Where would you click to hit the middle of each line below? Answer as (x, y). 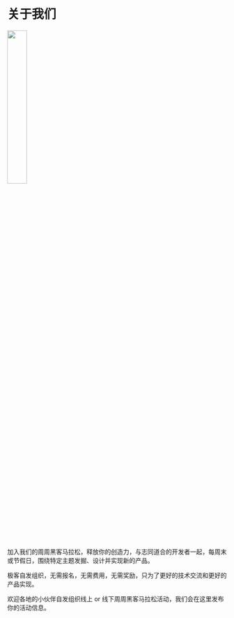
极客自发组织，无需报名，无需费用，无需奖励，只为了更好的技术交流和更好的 (117, 575)
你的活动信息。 (29, 608)
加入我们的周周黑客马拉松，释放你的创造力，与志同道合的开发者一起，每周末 (117, 552)
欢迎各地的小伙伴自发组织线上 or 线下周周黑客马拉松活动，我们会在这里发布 (116, 598)
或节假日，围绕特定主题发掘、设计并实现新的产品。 (80, 560)
